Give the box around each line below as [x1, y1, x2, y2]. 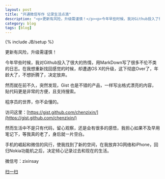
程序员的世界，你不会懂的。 [5, 99, 61, 105]
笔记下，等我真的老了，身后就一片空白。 [5, 131, 87, 137]
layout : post [5, 7, 32, 12]
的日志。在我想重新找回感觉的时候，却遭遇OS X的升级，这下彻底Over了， [5, 66, 154, 72]
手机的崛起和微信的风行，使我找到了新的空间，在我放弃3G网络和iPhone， [5, 142, 154, 148]
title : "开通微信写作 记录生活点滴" [5, 12, 71, 17]
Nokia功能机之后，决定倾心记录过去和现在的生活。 [9, 148, 111, 154]
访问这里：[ [5, 109, 28, 116]
